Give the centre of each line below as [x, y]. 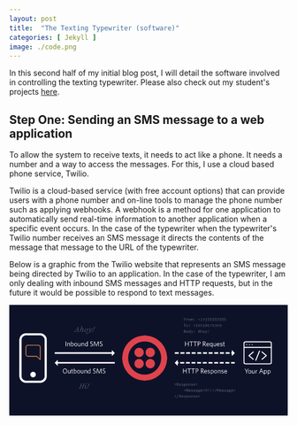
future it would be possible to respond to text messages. [112, 293]
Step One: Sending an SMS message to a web [137, 120]
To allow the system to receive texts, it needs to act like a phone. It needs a [146, 155]
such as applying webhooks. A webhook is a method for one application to [145, 210]
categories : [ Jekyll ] [53, 37]
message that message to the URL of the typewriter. [104, 247]
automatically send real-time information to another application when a [138, 219]
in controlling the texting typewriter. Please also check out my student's [140, 82]
